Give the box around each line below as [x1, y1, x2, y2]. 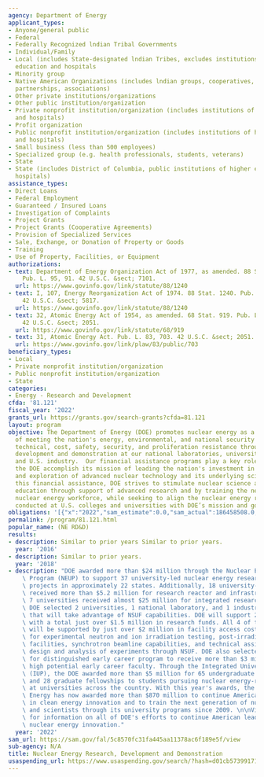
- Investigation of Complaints [8, 209, 111, 217]
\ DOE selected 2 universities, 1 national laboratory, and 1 [22, 603, 230, 612]
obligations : [8, 509, 51, 517]
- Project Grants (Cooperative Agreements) [8, 223, 153, 232]
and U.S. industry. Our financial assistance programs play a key [15, 458, 241, 466]
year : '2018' [15, 560, 58, 568]
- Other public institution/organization [8, 99, 146, 107]
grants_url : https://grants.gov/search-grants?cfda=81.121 [8, 414, 206, 422]
